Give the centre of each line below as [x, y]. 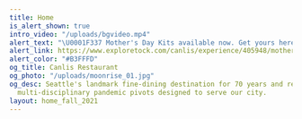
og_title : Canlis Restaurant [64, 68]
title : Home [31, 17]
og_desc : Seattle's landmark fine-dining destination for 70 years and [146, 84]
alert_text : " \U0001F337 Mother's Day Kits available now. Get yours [142, 42]
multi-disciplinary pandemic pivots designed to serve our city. [142, 92]
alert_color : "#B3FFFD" [54, 59]
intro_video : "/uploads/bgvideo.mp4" [80, 34]
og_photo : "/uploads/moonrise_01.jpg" [82, 76]
